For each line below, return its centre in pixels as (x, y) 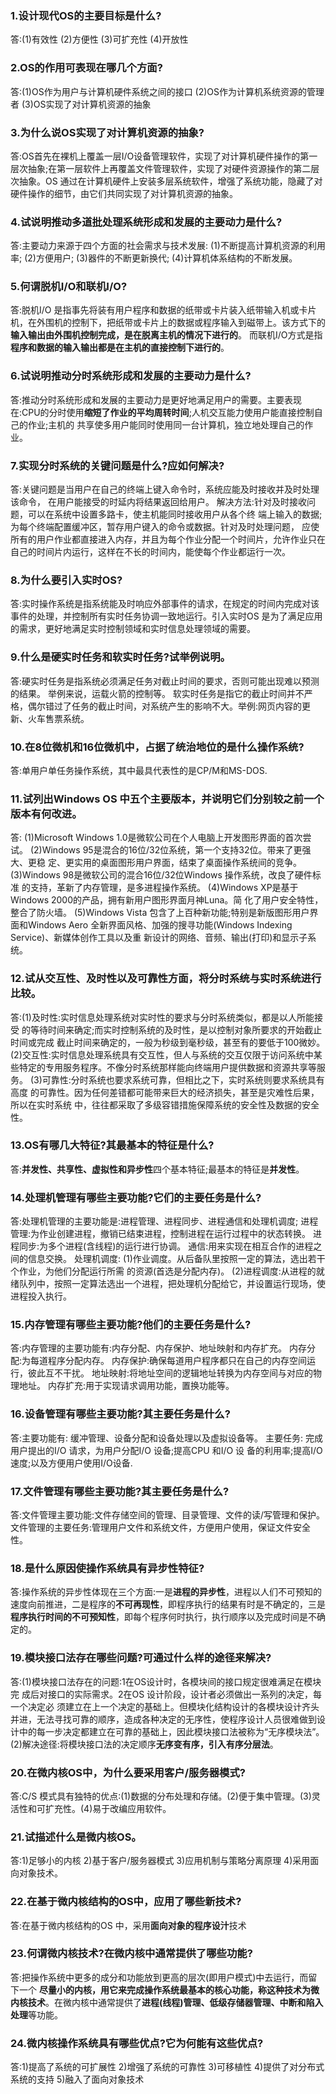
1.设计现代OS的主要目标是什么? (86, 15)
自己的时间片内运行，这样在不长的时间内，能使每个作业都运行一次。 (150, 552)
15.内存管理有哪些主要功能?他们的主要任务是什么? (131, 1325)
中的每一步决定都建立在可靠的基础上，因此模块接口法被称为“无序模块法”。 (171, 1731)
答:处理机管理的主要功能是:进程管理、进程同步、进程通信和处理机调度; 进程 (164, 1221)
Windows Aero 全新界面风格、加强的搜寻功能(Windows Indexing (160, 925)
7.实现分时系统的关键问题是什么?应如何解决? (117, 465)
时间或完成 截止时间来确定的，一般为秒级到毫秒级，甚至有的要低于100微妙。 (168, 1042)
